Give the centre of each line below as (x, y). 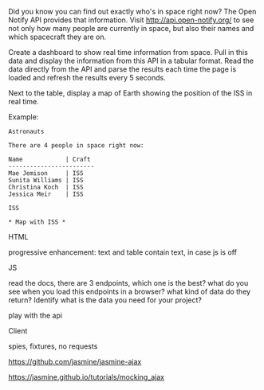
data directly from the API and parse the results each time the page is (122, 69)
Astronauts (26, 131)
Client (18, 331)
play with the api (35, 315)
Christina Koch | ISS (46, 187)
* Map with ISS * (37, 222)
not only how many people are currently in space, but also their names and (131, 28)
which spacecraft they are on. (57, 37)
